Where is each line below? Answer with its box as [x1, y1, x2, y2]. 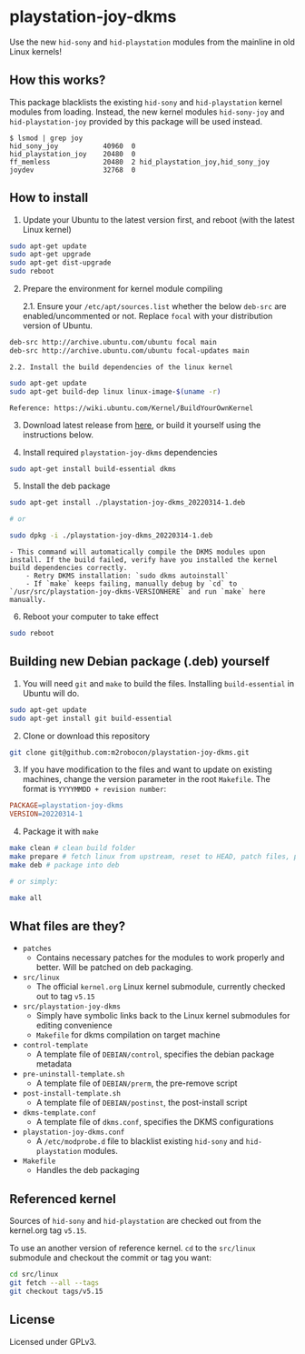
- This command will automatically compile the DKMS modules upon [9, 547, 266, 557]
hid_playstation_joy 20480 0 [9, 149, 136, 158]
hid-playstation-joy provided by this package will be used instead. [9, 115, 263, 126]
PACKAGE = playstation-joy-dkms [9, 801, 124, 810]
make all [9, 893, 43, 902]
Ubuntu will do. [22, 687, 80, 698]
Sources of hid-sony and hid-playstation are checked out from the [9, 1216, 261, 1227]
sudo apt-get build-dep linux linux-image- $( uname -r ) [9, 386, 221, 396]
